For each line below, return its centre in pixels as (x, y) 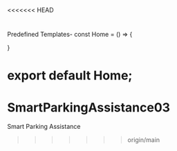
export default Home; (70, 76)
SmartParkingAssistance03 (89, 107)
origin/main (144, 140)
